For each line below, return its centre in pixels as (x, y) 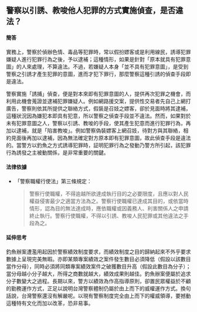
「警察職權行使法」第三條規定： (53, 181)
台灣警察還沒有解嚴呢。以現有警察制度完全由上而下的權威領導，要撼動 (106, 296)
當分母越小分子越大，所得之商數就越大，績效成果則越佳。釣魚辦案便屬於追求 (98, 274)
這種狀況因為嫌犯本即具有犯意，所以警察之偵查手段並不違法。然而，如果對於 (98, 116)
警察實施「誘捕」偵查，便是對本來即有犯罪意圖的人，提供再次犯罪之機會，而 (98, 93)
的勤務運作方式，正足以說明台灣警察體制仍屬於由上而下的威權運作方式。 (93, 288)
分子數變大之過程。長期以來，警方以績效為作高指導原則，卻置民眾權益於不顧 (98, 281)
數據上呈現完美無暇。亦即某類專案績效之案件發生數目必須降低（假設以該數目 (98, 259)
